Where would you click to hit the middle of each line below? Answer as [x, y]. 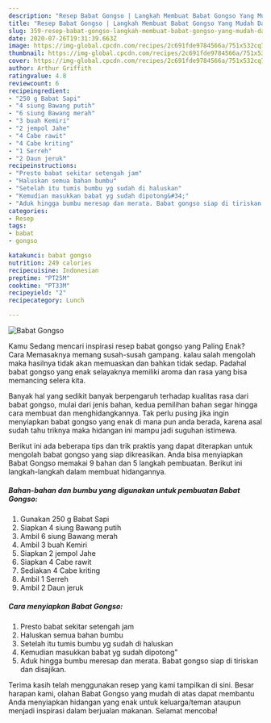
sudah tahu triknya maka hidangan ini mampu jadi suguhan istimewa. [123, 430]
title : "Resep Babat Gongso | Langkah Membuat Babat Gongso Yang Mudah [131, 23]
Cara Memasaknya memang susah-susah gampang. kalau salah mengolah [132, 355]
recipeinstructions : [43, 166]
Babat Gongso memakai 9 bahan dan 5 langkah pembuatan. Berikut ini [125, 463]
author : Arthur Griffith [50, 69]
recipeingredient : [39, 91]
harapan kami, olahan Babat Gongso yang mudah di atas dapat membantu [131, 693]
